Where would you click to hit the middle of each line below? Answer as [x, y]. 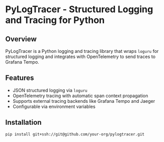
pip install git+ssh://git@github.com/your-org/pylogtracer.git [75, 134]
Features [20, 78]
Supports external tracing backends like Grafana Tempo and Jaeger [84, 101]
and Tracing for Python [55, 20]
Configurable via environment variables [54, 106]
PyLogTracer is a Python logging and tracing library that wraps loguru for [82, 51]
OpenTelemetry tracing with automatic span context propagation [80, 96]
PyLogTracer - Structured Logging [79, 9]
